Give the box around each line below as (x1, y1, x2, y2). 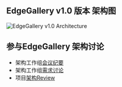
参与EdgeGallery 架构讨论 (6, 41, 105, 52)
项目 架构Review (15, 74, 56, 81)
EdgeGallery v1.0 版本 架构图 (6, 5, 117, 16)
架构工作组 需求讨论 (15, 66, 64, 74)
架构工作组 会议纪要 (15, 58, 64, 66)
